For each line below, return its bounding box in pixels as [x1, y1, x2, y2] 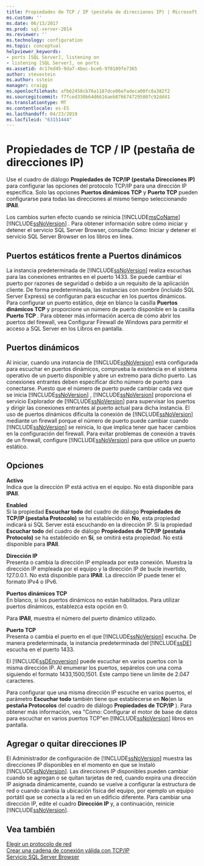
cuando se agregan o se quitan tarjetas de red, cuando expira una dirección [6, 774, 197, 781]
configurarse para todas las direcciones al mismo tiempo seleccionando [6, 195, 187, 203]
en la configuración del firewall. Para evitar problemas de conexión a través [6, 430, 196, 437]
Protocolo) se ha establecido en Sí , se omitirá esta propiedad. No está [6, 533, 183, 541]
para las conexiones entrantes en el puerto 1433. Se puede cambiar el [6, 273, 182, 280]
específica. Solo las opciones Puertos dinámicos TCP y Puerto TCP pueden [6, 189, 198, 196]
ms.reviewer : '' [6, 32, 47, 38]
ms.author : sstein [6, 77, 53, 83]
